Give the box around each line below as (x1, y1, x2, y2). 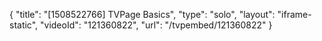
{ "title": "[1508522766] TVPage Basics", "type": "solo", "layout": (9, 9, 276, 20)
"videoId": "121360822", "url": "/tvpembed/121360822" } (40, 19, 273, 31)
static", (9, 19, 39, 31)
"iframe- (277, 9, 312, 20)
